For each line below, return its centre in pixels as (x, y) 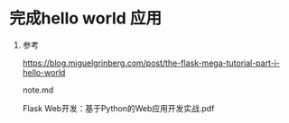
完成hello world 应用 (86, 18)
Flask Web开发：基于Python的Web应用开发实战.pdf (118, 108)
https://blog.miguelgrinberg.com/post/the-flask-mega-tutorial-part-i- (151, 63)
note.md (38, 90)
